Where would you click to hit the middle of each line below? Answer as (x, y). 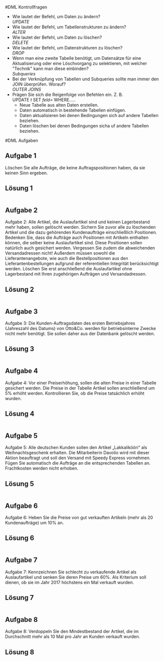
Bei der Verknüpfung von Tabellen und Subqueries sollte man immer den (85, 79)
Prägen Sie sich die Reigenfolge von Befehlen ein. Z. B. (68, 94)
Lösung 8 (20, 652)
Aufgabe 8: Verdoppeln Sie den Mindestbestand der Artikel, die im (72, 632)
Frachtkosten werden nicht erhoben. (42, 468)
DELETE (20, 43)
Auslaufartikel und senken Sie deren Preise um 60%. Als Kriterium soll (76, 577)
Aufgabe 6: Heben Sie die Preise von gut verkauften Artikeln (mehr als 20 (79, 517)
